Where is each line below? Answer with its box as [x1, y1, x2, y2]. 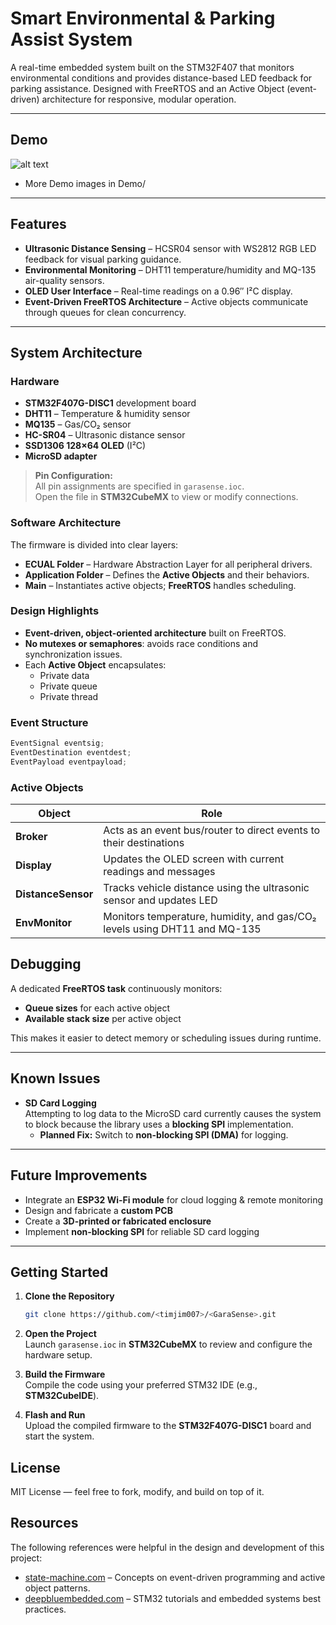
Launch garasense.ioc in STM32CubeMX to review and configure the [24, 1338, 313, 1351]
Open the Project [24, 1328, 97, 1340]
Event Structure [10, 715, 89, 729]
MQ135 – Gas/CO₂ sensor [24, 418, 132, 431]
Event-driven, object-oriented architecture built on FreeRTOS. [24, 627, 287, 639]
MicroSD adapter [24, 450, 98, 462]
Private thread [39, 690, 99, 702]
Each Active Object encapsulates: [24, 658, 167, 671]
